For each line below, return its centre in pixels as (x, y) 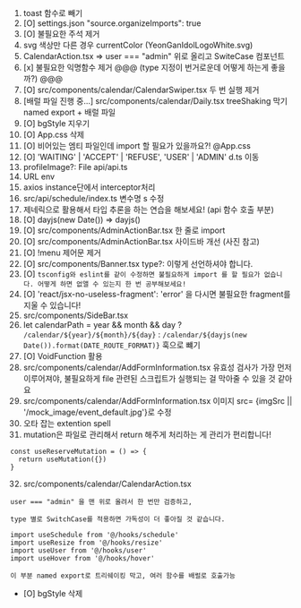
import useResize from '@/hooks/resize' (87, 543)
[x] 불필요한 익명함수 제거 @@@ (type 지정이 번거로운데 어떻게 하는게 (146, 67)
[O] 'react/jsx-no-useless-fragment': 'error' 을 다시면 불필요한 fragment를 (157, 294)
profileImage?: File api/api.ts (75, 167)
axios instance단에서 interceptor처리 (89, 187)
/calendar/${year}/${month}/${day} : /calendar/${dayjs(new (135, 334)
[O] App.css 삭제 (53, 134)
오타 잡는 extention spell (67, 423)
